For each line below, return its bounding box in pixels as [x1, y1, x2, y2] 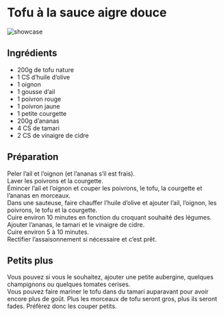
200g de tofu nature [16, 65, 74, 73]
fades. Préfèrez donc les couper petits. [7, 302, 117, 310]
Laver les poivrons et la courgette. [7, 176, 104, 185]
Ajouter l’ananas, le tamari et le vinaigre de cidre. [7, 220, 145, 228]
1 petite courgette [16, 109, 67, 117]
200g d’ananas [16, 117, 60, 125]
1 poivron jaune [16, 102, 60, 110]
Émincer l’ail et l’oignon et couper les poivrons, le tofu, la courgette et [7, 184, 203, 192]
